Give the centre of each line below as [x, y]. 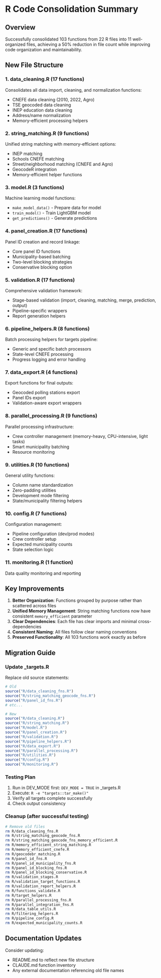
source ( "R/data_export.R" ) [33, 746]
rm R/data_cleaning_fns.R [32, 831]
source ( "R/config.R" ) [27, 760]
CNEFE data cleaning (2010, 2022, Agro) [53, 99]
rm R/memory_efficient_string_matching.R [48, 845]
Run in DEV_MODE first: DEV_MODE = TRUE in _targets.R [66, 788]
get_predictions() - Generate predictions [55, 218]
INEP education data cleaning [42, 110]
